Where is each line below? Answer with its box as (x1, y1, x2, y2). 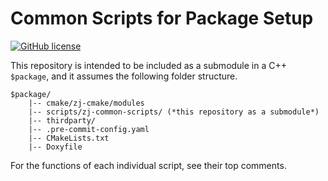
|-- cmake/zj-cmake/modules (28, 98, 145, 108)
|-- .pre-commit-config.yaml (28, 124, 150, 134)
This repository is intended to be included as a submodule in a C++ (10, 59, 288, 71)
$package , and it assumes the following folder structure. (10, 70, 238, 82)
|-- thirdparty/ (28, 115, 97, 126)
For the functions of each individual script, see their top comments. (10, 159, 287, 171)
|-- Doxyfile (28, 142, 83, 152)
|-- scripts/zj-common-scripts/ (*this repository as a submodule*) (28, 107, 320, 117)
